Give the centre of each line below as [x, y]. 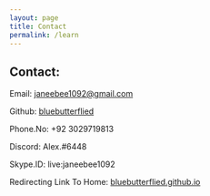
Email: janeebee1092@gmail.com [71, 94]
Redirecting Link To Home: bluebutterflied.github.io [105, 182]
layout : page [34, 18]
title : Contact [38, 26]
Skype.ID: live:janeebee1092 [62, 164]
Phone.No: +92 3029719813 [62, 129]
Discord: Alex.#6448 [48, 147]
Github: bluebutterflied [52, 111]
